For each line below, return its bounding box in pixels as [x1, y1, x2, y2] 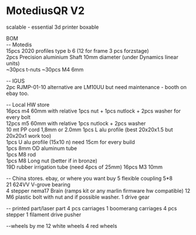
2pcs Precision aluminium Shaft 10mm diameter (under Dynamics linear [6, 53, 179, 60]
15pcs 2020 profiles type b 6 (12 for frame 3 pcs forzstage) [6, 47, 150, 54]
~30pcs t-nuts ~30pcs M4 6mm [6, 66, 84, 73]
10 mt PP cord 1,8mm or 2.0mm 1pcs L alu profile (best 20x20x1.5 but [6, 126, 173, 133]
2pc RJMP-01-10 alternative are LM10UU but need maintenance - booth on [6, 83, 187, 90]
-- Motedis [6, 41, 32, 48]
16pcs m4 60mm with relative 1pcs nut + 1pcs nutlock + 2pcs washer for [6, 107, 181, 114]
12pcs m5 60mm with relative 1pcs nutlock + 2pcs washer [6, 120, 146, 127]
